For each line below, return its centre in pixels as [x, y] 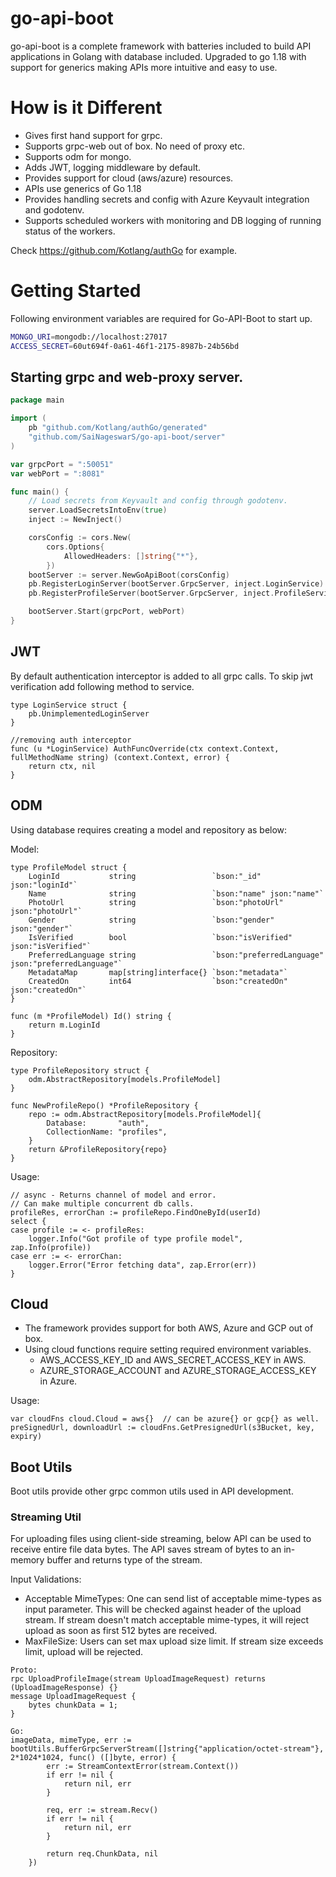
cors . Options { [75, 547]
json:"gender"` [42, 928]
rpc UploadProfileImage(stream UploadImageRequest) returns [138, 1679]
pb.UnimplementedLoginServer [89, 713]
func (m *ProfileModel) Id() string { [91, 1016]
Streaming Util [46, 1517]
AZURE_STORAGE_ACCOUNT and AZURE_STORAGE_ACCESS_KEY [178, 1371]
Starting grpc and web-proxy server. [127, 377]
